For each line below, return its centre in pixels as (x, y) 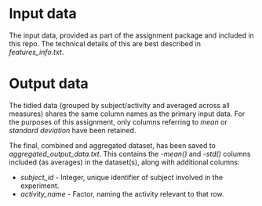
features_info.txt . (36, 52)
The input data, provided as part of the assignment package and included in (131, 35)
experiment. (40, 186)
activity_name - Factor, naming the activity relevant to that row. (122, 193)
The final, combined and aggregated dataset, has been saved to (113, 145)
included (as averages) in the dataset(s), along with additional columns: (124, 162)
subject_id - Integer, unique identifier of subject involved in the (121, 177)
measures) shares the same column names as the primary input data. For (127, 114)
